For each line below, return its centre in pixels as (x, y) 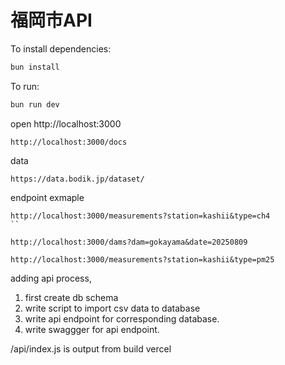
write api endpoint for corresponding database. (122, 318)
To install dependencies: (61, 48)
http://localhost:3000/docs (69, 142)
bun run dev (35, 104)
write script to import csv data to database (112, 308)
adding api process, (51, 278)
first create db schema (71, 297)
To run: (25, 86)
